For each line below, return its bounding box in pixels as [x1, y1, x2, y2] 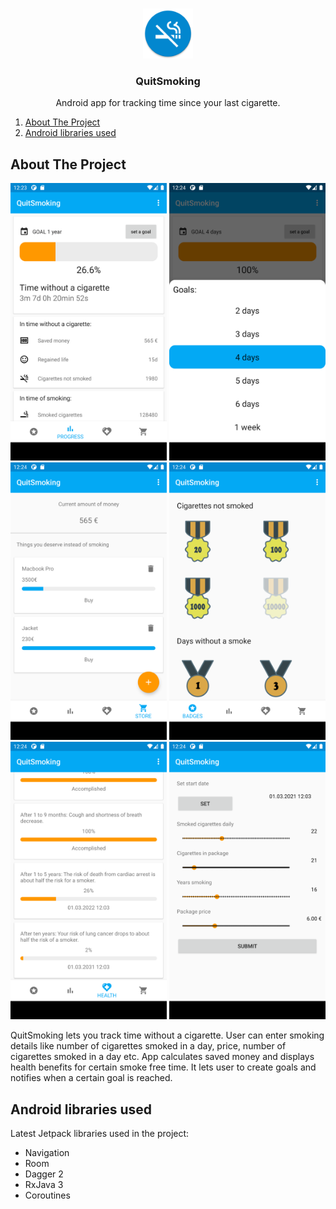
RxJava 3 [24, 1178, 64, 1190]
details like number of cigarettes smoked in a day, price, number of [10, 1040, 287, 1052]
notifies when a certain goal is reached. [10, 1072, 173, 1084]
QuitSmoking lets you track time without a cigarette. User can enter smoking [10, 1029, 325, 1042]
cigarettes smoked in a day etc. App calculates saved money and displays [10, 1051, 315, 1063]
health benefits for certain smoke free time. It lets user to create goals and [10, 1061, 317, 1073]
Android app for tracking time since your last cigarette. [55, 97, 281, 109]
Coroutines [24, 1189, 71, 1201]
